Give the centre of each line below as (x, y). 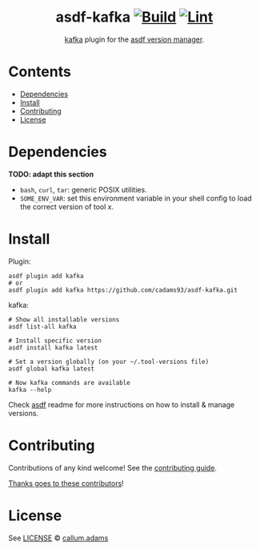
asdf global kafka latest (51, 369)
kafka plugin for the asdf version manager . (134, 39)
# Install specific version (55, 341)
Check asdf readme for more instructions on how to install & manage (122, 404)
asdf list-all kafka (43, 326)
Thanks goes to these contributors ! (66, 483)
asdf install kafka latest (53, 348)
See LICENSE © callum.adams (58, 538)
